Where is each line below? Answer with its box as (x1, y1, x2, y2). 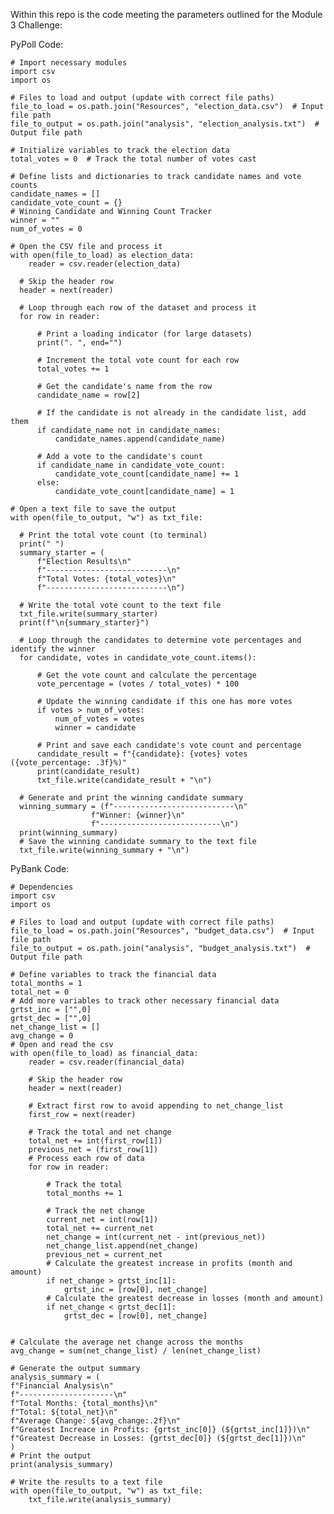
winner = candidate (54, 723, 137, 733)
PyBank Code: (10, 863, 70, 874)
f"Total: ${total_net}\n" (10, 1407, 118, 1417)
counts (10, 180, 38, 190)
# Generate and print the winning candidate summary (19, 793, 244, 803)
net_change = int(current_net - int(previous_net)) (46, 1232, 267, 1242)
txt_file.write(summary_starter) (19, 609, 159, 619)
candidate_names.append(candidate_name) (54, 434, 226, 444)
